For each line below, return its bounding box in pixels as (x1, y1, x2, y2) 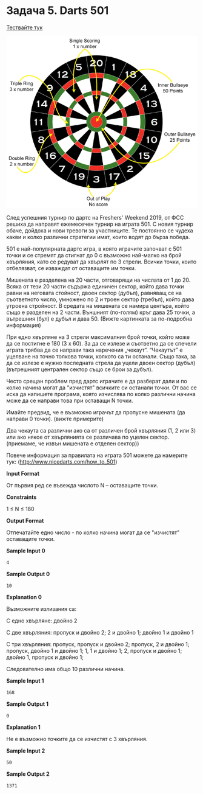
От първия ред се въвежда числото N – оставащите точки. (6, 482, 159, 489)
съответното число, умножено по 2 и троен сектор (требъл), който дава (6, 296, 195, 303)
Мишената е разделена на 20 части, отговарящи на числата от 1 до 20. (6, 276, 191, 284)
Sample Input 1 (6, 677, 44, 684)
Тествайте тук (6, 24, 43, 31)
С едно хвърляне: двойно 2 (6, 617, 78, 624)
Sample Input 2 (6, 747, 45, 754)
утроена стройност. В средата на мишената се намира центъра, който (6, 302, 190, 310)
